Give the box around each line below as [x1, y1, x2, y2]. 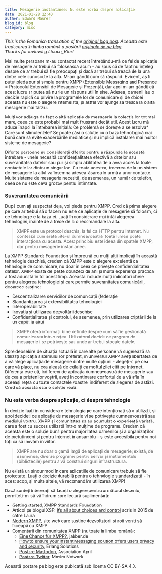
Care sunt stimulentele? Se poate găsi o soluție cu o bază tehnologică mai [5, 130, 152, 135]
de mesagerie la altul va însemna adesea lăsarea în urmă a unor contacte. [5, 170, 152, 176]
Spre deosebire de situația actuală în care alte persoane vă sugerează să [5, 348, 150, 355]
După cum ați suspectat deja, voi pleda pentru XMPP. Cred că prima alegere [5, 203, 157, 209]
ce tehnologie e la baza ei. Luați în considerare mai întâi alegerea [5, 214, 134, 219]
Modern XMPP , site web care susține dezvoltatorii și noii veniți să [12, 518, 142, 523]
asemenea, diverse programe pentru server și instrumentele [16, 453, 137, 459]
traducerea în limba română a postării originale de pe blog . [5, 44, 123, 50]
